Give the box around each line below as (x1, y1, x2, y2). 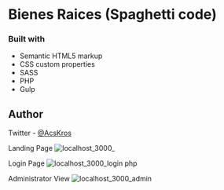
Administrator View (8, 174, 71, 184)
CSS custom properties (19, 60, 96, 69)
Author (8, 108, 43, 121)
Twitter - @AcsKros (8, 128, 72, 138)
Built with (8, 34, 46, 45)
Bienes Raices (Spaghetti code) (8, 5, 218, 24)
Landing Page (8, 144, 53, 153)
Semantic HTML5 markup (19, 51, 103, 60)
